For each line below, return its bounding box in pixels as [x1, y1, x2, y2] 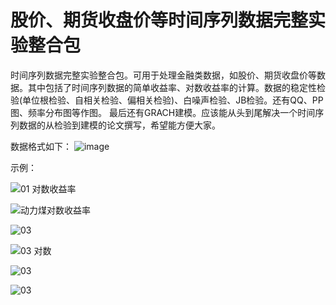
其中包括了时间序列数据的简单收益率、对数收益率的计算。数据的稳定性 [27, 81, 317, 93]
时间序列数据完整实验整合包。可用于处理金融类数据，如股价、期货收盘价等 [10, 69, 317, 81]
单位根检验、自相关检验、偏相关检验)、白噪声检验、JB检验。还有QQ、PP [22, 94, 324, 106]
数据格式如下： [10, 140, 72, 152]
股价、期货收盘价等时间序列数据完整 [10, 9, 309, 32]
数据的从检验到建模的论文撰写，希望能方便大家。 [18, 119, 221, 131]
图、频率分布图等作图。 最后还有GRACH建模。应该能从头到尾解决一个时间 [10, 106, 316, 118]
